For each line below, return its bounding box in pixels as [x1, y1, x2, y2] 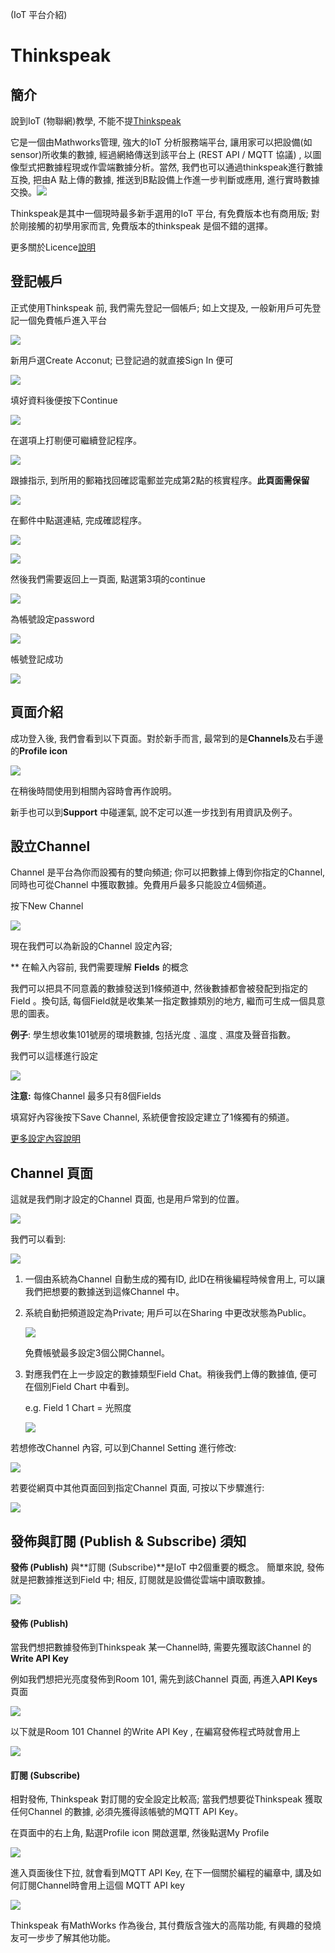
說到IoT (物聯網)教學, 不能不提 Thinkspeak [10, 115, 182, 127]
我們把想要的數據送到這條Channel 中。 [24, 1286, 185, 1298]
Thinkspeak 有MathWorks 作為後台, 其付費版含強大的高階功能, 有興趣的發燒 [10, 1919, 322, 1932]
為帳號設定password [10, 613, 95, 625]
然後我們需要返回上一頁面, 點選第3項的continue [10, 573, 206, 585]
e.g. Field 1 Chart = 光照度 [24, 1402, 132, 1414]
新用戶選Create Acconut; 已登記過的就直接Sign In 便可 [10, 354, 234, 366]
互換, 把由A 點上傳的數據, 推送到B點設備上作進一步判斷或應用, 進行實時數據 [10, 174, 320, 185]
